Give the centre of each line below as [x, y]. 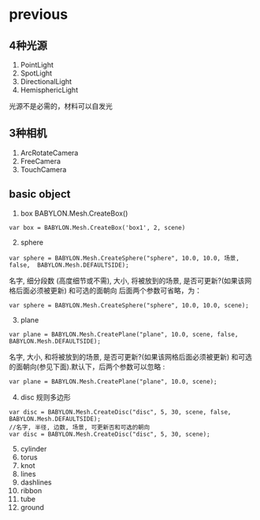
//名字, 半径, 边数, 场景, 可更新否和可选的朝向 [80, 427]
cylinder [33, 448]
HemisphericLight [49, 90]
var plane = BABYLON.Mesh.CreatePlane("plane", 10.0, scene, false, [124, 334]
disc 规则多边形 [46, 397]
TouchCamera [43, 169]
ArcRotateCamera [49, 153]
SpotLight [36, 73]
